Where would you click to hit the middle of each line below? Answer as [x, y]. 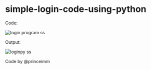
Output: [13, 42]
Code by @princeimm [27, 61]
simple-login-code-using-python [76, 9]
